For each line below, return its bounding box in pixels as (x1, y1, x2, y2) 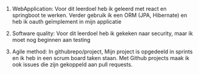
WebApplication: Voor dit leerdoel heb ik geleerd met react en (12, 5, 167, 12)
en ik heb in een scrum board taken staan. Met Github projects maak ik (12, 55, 190, 61)
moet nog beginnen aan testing (12, 36, 91, 43)
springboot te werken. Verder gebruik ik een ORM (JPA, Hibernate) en (12, 12, 187, 19)
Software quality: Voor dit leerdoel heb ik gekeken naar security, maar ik (12, 30, 194, 37)
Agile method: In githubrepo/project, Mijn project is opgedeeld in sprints (12, 48, 193, 55)
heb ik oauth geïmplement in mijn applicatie (12, 18, 122, 25)
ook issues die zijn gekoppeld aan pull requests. (12, 61, 133, 68)
